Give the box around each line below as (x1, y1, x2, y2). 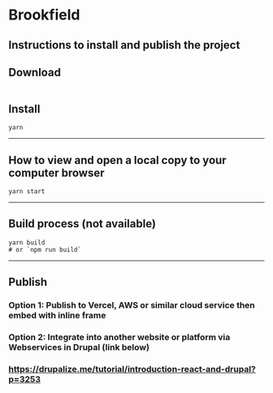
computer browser (8, 166, 105, 179)
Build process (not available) (8, 217, 157, 231)
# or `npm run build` (8, 245, 82, 253)
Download (8, 65, 61, 79)
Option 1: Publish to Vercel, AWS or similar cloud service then (8, 300, 256, 311)
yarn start (8, 188, 45, 196)
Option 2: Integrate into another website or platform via (8, 331, 231, 343)
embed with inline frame (8, 310, 106, 322)
